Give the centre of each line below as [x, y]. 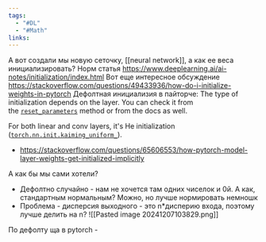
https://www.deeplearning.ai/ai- [174, 69]
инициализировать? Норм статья [65, 69]
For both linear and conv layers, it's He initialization [92, 126]
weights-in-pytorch [40, 94]
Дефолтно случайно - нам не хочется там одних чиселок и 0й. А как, [137, 189]
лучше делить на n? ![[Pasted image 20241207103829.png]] [119, 214]
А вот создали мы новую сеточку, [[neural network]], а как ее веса [121, 60]
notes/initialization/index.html [56, 77]
